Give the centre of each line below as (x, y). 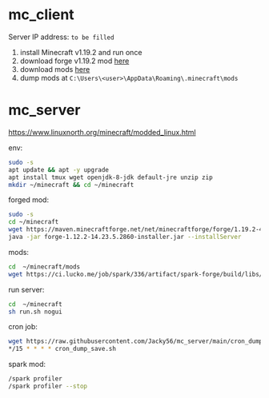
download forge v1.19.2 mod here (74, 61)
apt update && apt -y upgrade (59, 169)
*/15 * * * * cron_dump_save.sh (62, 349)
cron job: (23, 327)
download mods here (55, 69)
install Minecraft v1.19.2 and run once (81, 52)
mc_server (44, 110)
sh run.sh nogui (35, 312)
